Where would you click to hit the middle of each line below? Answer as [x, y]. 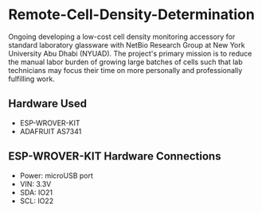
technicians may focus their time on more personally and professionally [125, 70]
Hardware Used [48, 104]
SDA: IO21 [36, 192]
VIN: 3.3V [35, 183]
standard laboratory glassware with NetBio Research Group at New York [127, 44]
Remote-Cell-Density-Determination [131, 15]
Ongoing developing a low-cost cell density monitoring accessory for [122, 37]
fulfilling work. [32, 79]
